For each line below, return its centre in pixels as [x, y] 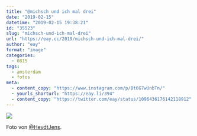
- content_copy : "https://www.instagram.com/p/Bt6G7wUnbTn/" [88, 88]
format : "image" [26, 50]
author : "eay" [24, 45]
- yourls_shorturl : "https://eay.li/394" [63, 94]
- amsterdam [26, 72]
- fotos [21, 77]
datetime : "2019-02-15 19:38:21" [47, 22]
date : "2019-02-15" [30, 17]
